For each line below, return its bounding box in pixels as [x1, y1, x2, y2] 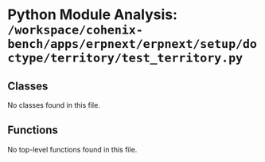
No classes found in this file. [7, 101, 100, 109]
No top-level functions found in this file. [7, 144, 138, 154]
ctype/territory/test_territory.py [7, 50, 244, 65]
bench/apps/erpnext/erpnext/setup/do [7, 37, 258, 52]
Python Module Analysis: [7, 6, 178, 24]
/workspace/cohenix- [7, 22, 144, 38]
